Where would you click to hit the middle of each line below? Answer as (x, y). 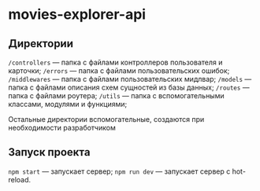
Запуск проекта (49, 152)
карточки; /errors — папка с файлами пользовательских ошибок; (119, 71)
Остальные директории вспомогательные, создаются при (106, 119)
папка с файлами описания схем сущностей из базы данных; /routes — (129, 87)
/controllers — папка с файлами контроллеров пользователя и (115, 62)
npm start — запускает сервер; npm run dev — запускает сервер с (119, 171)
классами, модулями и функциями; (68, 104)
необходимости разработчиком (62, 128)
